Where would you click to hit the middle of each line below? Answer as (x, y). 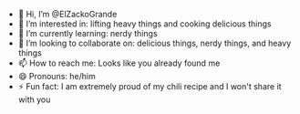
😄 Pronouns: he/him (57, 76)
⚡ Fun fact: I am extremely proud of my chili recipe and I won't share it (150, 86)
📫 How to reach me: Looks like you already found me (119, 63)
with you (34, 99)
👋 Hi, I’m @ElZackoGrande (67, 14)
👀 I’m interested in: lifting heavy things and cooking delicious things (145, 24)
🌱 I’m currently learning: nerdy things (88, 33)
